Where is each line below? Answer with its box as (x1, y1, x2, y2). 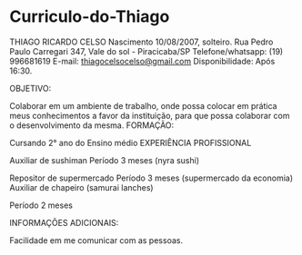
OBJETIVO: (9, 83, 52, 93)
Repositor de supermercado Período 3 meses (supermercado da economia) (9, 172, 294, 183)
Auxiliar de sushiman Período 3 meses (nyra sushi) (9, 154, 200, 165)
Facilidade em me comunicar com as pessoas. (9, 234, 184, 246)
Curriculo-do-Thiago (9, 6, 170, 27)
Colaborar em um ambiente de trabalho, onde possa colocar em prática (9, 100, 277, 111)
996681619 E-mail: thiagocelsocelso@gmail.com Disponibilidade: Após (9, 55, 276, 66)
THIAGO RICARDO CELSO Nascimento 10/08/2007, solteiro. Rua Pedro (9, 36, 274, 47)
